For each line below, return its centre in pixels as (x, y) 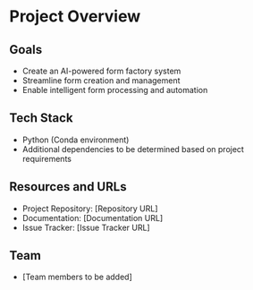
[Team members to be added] (77, 277)
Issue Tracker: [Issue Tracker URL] (86, 227)
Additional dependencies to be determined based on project (133, 149)
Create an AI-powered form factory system (101, 71)
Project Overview (75, 17)
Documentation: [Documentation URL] (93, 217)
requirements (46, 158)
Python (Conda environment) (76, 140)
